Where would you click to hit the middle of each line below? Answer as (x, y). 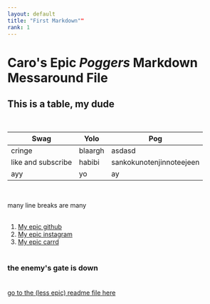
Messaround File (58, 77)
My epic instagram (45, 234)
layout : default (31, 14)
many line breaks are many (47, 206)
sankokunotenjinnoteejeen (156, 163)
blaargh (91, 151)
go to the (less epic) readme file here (62, 293)
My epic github (40, 227)
